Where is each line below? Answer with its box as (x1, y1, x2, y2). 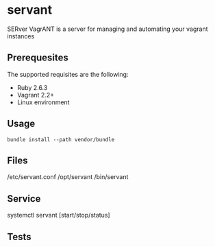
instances (7, 32, 35, 40)
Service (7, 193, 41, 204)
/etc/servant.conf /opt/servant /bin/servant (7, 173, 129, 181)
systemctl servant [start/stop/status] (7, 211, 111, 220)
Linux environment (16, 98, 70, 106)
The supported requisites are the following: (7, 70, 129, 78)
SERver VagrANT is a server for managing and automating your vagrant (7, 25, 208, 33)
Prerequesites (7, 52, 68, 64)
